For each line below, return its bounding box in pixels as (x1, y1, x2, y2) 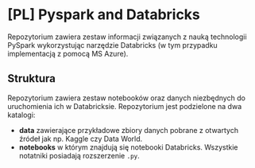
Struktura (7, 72, 56, 85)
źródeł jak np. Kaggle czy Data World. (18, 134, 143, 143)
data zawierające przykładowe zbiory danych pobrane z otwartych (18, 125, 239, 135)
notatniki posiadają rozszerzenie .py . (18, 150, 140, 160)
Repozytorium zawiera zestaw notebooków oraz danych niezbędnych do (7, 93, 245, 103)
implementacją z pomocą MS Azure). (7, 49, 129, 58)
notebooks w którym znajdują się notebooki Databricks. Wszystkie (18, 142, 239, 152)
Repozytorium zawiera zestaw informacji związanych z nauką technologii (7, 32, 247, 41)
